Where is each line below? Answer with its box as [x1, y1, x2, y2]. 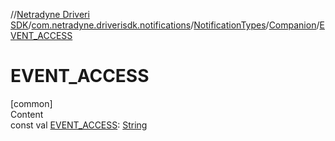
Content [10, 108, 44, 120]
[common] [10, 97, 53, 109]
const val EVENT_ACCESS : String [10, 119, 148, 131]
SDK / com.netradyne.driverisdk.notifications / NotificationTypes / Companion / [10, 19, 320, 31]
